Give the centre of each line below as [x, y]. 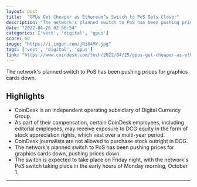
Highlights [26, 96]
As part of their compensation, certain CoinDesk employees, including [99, 123]
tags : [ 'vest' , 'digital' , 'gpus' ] [50, 50]
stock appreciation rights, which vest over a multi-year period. [90, 135]
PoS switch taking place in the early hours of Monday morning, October [101, 166]
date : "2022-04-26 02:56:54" [42, 28]
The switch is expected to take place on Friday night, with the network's [101, 160]
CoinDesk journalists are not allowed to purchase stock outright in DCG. [101, 141]
